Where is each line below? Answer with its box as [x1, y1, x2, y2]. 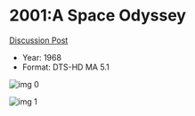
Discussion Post [9, 35, 69, 46]
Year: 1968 [21, 52, 62, 62]
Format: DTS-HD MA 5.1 [21, 62, 110, 72]
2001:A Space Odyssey [9, 5, 187, 26]
